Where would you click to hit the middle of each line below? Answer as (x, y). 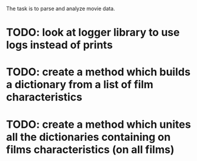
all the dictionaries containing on (88, 137)
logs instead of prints (59, 45)
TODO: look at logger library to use (93, 33)
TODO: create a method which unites (98, 124)
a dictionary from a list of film (80, 85)
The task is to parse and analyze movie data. (61, 9)
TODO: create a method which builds (98, 72)
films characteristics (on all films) (90, 149)
